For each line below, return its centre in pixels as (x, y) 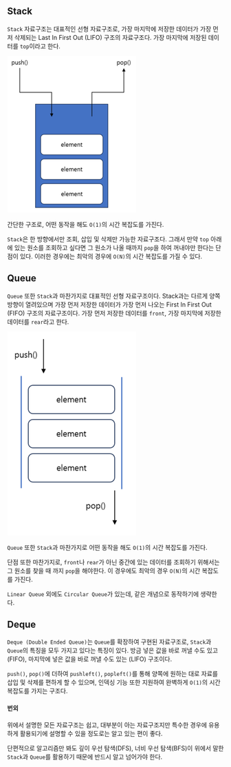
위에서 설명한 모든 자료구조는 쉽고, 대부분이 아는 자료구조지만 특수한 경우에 (107, 725)
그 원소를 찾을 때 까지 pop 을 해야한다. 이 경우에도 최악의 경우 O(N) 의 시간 (104, 571)
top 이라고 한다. (40, 46)
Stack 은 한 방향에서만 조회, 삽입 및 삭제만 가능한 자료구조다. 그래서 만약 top (108, 239)
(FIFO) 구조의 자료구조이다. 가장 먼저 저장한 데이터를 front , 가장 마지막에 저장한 (114, 313)
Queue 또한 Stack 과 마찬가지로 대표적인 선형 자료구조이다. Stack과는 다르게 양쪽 (114, 296)
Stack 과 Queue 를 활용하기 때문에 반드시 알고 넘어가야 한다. (85, 757)
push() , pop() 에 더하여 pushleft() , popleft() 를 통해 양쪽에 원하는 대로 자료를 (113, 674)
